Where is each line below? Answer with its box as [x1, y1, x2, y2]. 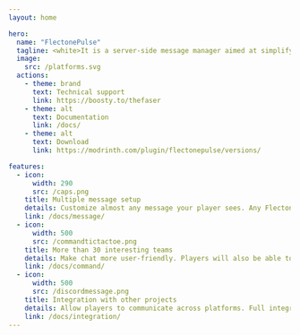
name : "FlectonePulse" [16, 38, 101, 47]
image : [16, 55, 41, 64]
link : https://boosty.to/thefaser [31, 96, 162, 105]
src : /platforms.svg [24, 63, 101, 72]
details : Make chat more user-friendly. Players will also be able [24, 253, 281, 262]
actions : [16, 71, 49, 81]
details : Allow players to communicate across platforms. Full [24, 304, 266, 313]
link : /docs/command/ [24, 262, 105, 271]
